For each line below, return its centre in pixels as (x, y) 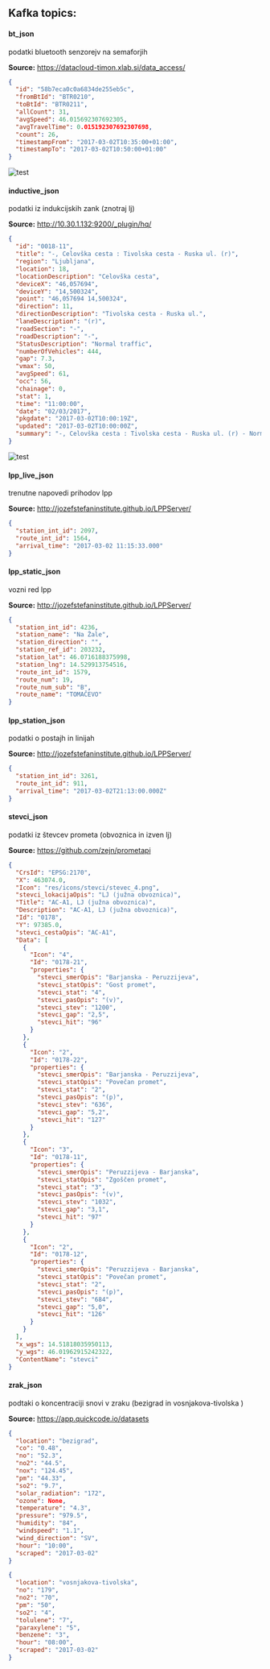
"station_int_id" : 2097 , (57, 531)
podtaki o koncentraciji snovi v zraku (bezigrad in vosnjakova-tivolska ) (126, 1403)
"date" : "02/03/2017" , (53, 411)
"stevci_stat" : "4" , (72, 992)
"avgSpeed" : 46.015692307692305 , (72, 119)
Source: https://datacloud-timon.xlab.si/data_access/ (97, 67)
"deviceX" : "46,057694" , (57, 284)
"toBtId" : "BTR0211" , (52, 105)
